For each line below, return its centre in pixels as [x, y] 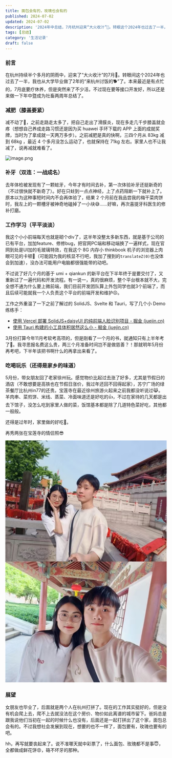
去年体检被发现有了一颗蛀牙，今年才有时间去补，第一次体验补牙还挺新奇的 [84, 185]
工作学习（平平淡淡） [31, 224]
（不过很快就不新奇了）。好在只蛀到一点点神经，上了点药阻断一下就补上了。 [85, 191]
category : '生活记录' [27, 38]
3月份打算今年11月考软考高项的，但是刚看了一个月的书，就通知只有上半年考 [85, 338]
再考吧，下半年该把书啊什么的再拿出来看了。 [52, 351]
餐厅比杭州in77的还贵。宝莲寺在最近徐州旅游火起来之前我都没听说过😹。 [86, 391]
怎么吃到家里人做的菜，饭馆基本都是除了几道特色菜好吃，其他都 [99, 405]
